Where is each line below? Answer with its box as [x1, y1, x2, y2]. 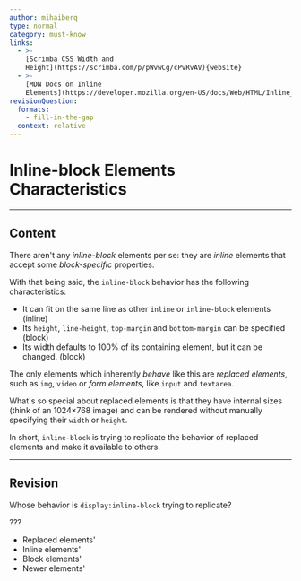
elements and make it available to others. [9, 441, 161, 452]
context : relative [17, 122, 87, 131]
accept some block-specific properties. [9, 259, 155, 270]
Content [9, 226, 56, 241]
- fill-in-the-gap [25, 113, 94, 122]
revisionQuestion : [9, 96, 78, 106]
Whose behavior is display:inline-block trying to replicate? [9, 499, 232, 510]
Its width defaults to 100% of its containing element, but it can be [21, 342, 262, 352]
